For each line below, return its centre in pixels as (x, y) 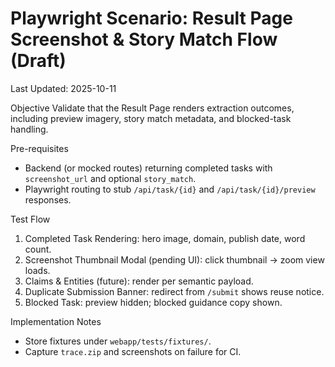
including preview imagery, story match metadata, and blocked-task (151, 118)
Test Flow (30, 219)
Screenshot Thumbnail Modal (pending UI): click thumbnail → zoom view (174, 259)
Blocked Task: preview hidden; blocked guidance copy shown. (153, 302)
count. (38, 249)
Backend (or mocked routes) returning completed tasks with (148, 168)
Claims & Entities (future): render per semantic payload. (139, 281)
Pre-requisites (39, 148)
